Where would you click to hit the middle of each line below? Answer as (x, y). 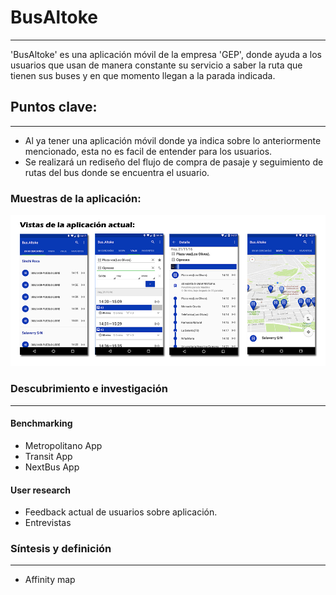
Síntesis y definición (61, 549)
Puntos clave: (54, 107)
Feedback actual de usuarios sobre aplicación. (121, 512)
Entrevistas (48, 523)
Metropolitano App (63, 445)
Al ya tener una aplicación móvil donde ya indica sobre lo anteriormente (173, 140)
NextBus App (52, 467)
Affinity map (50, 580)
